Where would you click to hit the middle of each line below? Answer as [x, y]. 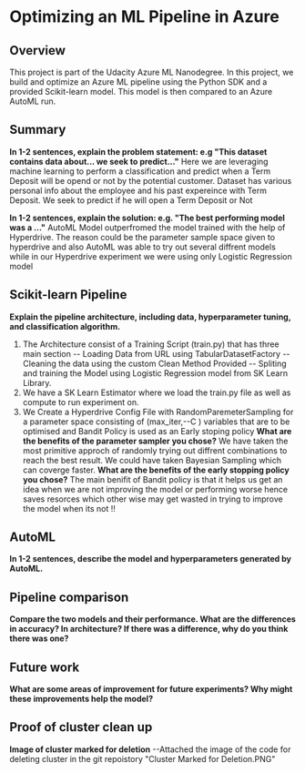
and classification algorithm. [65, 326]
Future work [45, 667]
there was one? [39, 638]
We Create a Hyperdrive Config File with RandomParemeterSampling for [158, 412]
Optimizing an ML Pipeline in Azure [144, 17]
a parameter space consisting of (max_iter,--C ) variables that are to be [156, 422]
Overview [38, 51]
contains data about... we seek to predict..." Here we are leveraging [139, 161]
